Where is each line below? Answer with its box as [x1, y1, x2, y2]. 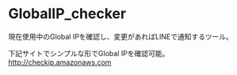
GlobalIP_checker [8, 5, 127, 23]
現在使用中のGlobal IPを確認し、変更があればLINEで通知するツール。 [8, 32, 234, 41]
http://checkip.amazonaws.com [8, 57, 112, 67]
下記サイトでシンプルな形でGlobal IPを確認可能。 [8, 48, 170, 58]
